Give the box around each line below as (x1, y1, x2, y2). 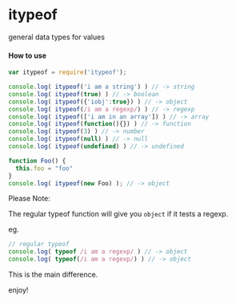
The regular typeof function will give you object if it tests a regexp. (8, 209, 229, 219)
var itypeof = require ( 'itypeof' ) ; (8, 68, 127, 77)
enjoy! (8, 285, 29, 295)
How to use (8, 50, 46, 60)
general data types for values (8, 32, 106, 42)
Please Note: (8, 194, 50, 204)
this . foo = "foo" (15, 164, 74, 172)
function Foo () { (8, 156, 66, 165)
